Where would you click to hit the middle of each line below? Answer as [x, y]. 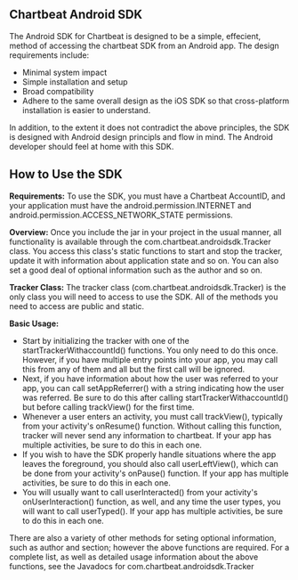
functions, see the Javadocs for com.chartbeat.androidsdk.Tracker [132, 566]
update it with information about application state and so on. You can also [144, 260]
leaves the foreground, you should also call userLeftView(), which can [150, 463]
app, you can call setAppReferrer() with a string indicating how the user [153, 388]
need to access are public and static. [77, 306]
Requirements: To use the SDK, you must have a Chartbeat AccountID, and [148, 196]
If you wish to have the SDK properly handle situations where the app [149, 454]
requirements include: [49, 55]
